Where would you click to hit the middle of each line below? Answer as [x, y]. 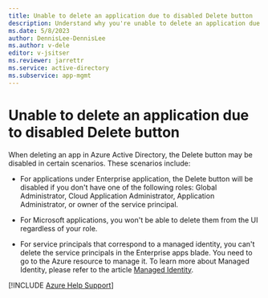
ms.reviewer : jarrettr [46, 61]
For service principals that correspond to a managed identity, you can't [137, 244]
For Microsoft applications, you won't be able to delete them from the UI [139, 220]
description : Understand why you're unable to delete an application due [134, 23]
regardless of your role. [59, 228]
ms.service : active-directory [59, 68]
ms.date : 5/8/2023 [39, 31]
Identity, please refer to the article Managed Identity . [107, 269]
